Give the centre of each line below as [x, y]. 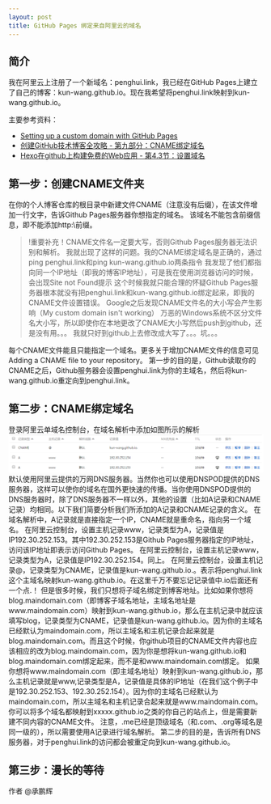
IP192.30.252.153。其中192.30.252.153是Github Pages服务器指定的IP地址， [133, 540]
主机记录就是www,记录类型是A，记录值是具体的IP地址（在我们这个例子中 [137, 681]
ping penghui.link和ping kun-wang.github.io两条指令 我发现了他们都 [141, 262]
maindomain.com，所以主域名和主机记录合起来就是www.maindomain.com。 [135, 702]
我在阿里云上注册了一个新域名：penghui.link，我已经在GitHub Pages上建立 [133, 83]
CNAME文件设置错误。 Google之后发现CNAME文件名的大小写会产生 [142, 303]
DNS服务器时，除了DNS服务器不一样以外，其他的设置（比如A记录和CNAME [135, 499]
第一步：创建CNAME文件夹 [76, 183]
